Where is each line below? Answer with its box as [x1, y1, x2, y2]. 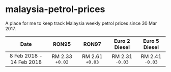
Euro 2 [113, 37, 131, 44]
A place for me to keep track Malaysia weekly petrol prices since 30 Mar [5, 20, 157, 26]
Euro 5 [143, 37, 159, 44]
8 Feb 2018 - [9, 52, 43, 59]
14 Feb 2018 [10, 58, 42, 65]
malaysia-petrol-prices [5, 4, 105, 15]
